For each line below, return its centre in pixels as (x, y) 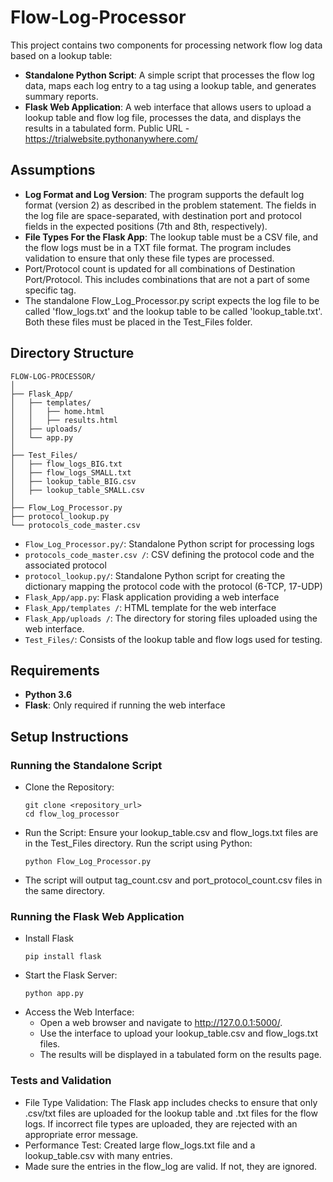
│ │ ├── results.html (64, 420)
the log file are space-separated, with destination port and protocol (163, 215)
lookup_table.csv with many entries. (98, 1155)
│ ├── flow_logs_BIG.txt (66, 464)
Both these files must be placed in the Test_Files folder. (138, 322)
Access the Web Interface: (79, 1012)
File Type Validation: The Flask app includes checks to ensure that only (171, 1102)
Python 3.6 (48, 695)
